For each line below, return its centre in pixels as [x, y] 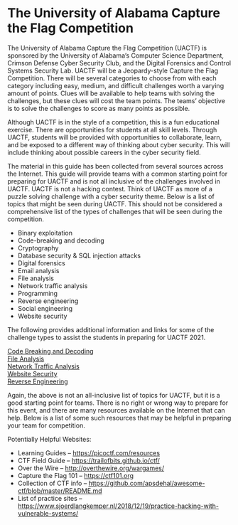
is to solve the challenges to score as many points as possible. [99, 108]
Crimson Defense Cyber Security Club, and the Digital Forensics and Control [119, 63]
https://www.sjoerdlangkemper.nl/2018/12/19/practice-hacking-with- [118, 506]
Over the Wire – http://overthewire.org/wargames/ [91, 468]
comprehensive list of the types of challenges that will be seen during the [115, 211]
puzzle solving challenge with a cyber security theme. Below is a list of [111, 196]
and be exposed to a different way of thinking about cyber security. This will [119, 144]
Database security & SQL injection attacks [79, 255]
